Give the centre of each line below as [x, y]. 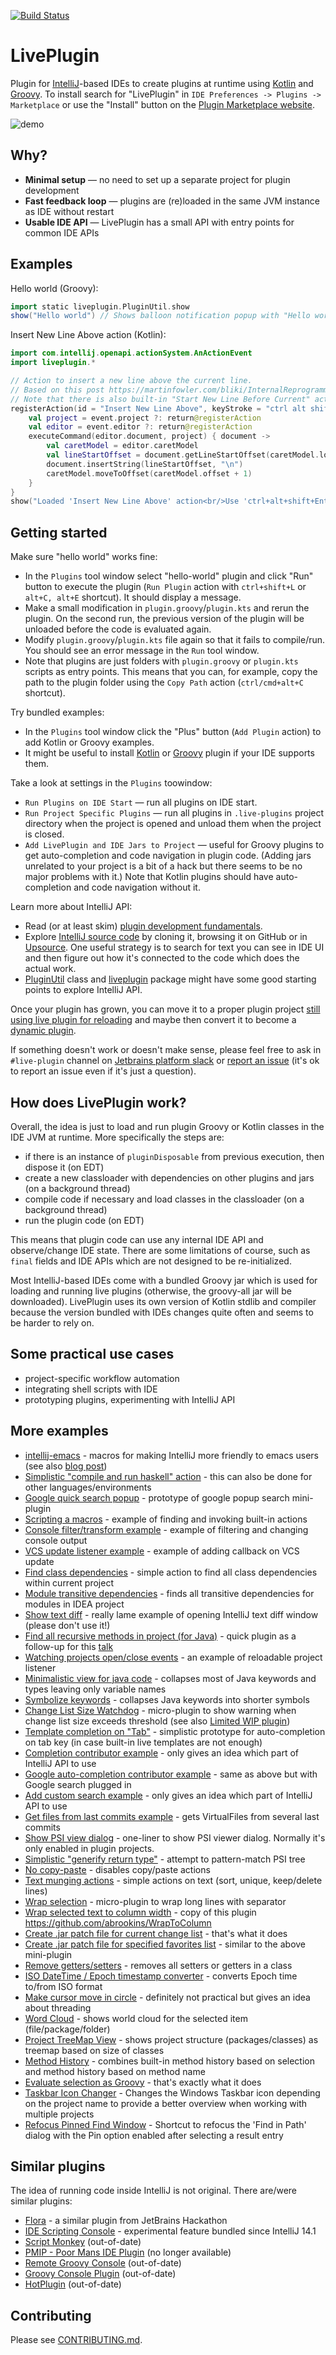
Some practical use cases [92, 1354]
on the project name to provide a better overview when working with [165, 2103]
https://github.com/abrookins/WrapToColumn [118, 1922]
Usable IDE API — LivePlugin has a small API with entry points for [159, 222]
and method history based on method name [115, 2071]
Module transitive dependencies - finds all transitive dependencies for [169, 1593]
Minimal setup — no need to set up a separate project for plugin [157, 179]
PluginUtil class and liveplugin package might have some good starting [170, 979]
